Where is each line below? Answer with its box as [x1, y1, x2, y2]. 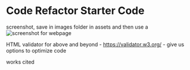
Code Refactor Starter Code [6, 4, 145, 17]
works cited [6, 58, 35, 65]
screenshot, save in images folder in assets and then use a [6, 23, 148, 30]
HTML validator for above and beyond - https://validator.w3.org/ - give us [6, 41, 184, 48]
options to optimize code [6, 47, 66, 54]
